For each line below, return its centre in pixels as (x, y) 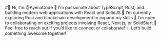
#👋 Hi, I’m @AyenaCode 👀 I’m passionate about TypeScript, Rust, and (75, 7)
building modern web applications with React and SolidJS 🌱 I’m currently (78, 13)
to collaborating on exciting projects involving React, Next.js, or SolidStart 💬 (81, 23)
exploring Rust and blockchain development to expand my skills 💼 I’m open (80, 18)
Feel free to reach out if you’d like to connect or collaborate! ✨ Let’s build (78, 28)
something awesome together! (36, 33)
